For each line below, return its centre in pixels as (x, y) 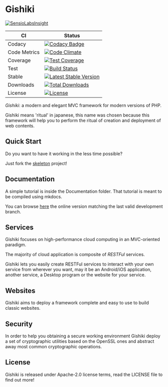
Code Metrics (24, 52)
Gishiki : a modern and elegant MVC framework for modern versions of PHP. (83, 105)
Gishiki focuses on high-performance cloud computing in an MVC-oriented (82, 239)
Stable (15, 76)
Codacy (17, 44)
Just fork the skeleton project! (36, 163)
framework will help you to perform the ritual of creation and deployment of (83, 120)
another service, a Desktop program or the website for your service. (75, 275)
